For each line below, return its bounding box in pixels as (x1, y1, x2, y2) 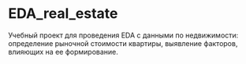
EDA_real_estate (8, 5, 118, 23)
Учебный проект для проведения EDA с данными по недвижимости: (8, 30, 239, 40)
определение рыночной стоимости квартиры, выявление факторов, (8, 38, 238, 48)
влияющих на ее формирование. (8, 47, 118, 56)
